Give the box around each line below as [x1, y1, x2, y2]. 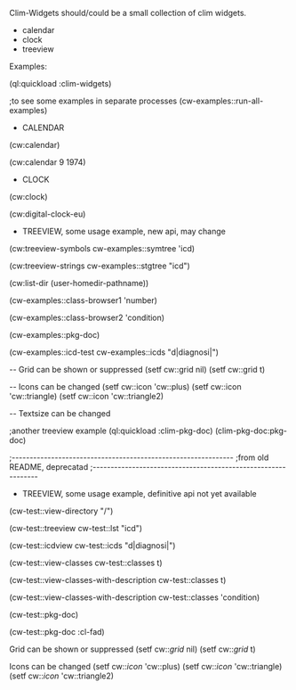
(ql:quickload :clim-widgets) [9, 78, 112, 88]
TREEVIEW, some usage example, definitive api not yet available [21, 489, 257, 498]
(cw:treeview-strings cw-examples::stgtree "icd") [9, 260, 191, 271]
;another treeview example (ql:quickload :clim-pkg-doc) [9, 425, 213, 436]
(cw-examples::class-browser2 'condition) [9, 312, 165, 323]
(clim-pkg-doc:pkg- [214, 425, 287, 436]
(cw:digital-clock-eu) [9, 209, 86, 219]
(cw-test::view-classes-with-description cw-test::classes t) [9, 575, 227, 585]
